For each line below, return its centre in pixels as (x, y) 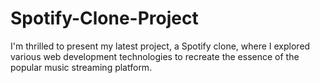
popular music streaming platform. (81, 67)
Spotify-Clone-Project (104, 18)
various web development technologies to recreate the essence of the (155, 56)
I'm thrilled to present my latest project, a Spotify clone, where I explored (160, 46)
